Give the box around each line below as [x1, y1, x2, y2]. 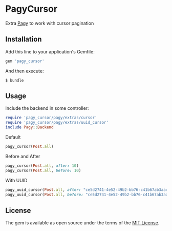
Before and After [5, 153, 40, 159]
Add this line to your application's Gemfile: [5, 48, 95, 54]
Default [5, 134, 21, 140]
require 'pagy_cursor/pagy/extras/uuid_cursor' [5, 120, 109, 125]
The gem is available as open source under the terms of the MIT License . [5, 220, 160, 226]
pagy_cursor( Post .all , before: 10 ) [5, 168, 81, 173]
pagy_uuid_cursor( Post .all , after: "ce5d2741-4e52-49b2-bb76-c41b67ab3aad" [5, 187, 170, 192]
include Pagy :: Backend [5, 125, 54, 130]
